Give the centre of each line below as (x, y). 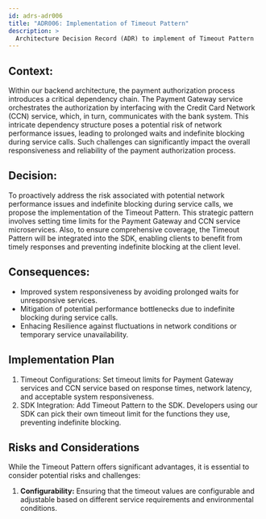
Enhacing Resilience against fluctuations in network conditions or (129, 326)
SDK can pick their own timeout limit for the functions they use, (125, 413)
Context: (31, 71)
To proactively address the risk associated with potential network (116, 195)
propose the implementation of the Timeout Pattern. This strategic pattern (131, 212)
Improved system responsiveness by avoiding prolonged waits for (129, 291)
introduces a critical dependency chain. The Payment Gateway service (126, 99)
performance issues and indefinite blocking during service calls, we (121, 203)
